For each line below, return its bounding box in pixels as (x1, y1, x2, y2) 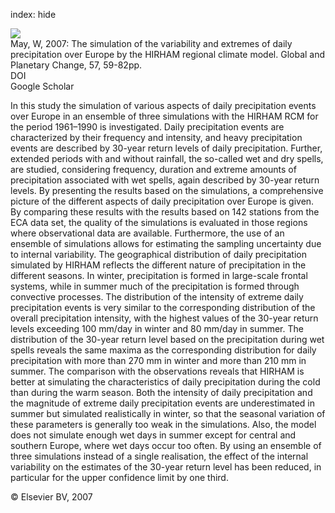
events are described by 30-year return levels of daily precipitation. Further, (10, 142, 323, 154)
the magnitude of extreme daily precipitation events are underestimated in (10, 397, 316, 409)
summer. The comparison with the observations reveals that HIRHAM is (10, 365, 305, 377)
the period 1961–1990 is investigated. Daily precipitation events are (10, 121, 285, 133)
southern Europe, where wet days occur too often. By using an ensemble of (10, 440, 322, 451)
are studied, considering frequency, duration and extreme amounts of (10, 164, 297, 175)
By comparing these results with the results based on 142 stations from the (10, 206, 320, 218)
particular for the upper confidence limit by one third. (10, 472, 229, 483)
